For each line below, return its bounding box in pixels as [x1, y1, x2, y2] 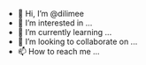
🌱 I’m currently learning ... [17, 27, 112, 37]
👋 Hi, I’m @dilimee [17, 9, 84, 18]
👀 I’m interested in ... [17, 18, 93, 28]
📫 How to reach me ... [17, 47, 100, 56]
